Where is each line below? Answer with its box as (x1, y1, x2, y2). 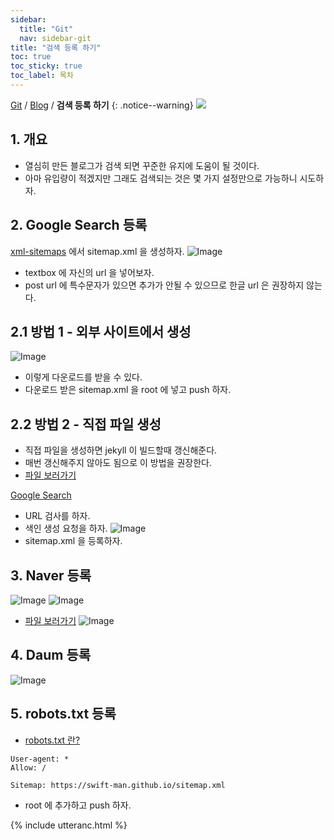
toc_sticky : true (10, 61, 83, 71)
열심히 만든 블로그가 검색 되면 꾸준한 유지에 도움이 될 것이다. (24, 159, 260, 171)
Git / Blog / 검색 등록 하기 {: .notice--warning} (10, 99, 194, 111)
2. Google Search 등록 (10, 217, 148, 234)
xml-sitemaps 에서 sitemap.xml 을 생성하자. (10, 245, 185, 257)
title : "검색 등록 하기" (10, 42, 102, 53)
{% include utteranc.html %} (10, 819, 128, 831)
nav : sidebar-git (19, 33, 92, 43)
